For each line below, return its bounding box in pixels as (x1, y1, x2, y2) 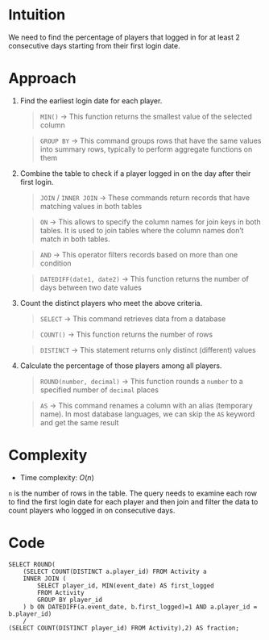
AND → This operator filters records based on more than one (39, 249, 238, 259)
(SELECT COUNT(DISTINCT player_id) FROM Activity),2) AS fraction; (8, 624, 240, 632)
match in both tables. (39, 234, 110, 244)
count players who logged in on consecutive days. (8, 505, 176, 515)
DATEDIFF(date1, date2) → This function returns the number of (39, 274, 250, 283)
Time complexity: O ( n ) (19, 472, 94, 482)
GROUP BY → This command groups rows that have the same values (39, 136, 262, 145)
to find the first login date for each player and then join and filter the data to (8, 496, 259, 506)
